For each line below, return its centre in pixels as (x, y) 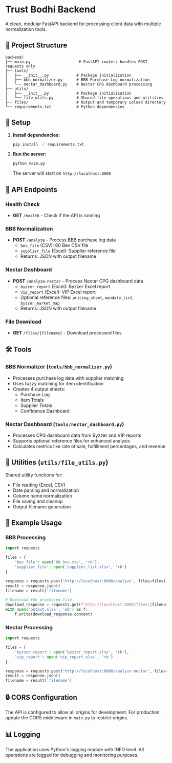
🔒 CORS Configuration (41, 697)
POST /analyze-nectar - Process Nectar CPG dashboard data (78, 281)
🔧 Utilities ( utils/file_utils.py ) (57, 462)
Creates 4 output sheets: (39, 389)
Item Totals (32, 400)
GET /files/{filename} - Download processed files (67, 332)
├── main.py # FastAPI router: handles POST (76, 62)
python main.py (29, 164)
